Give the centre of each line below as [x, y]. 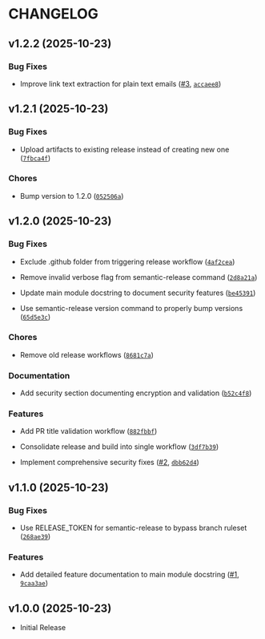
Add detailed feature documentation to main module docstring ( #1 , [129, 575]
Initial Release [43, 628]
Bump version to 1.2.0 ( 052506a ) [72, 196]
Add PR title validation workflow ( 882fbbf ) [88, 431]
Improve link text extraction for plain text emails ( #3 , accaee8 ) [120, 83]
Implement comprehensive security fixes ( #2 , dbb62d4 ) [110, 463]
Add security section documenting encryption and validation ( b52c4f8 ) [136, 393]
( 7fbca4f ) [35, 158]
